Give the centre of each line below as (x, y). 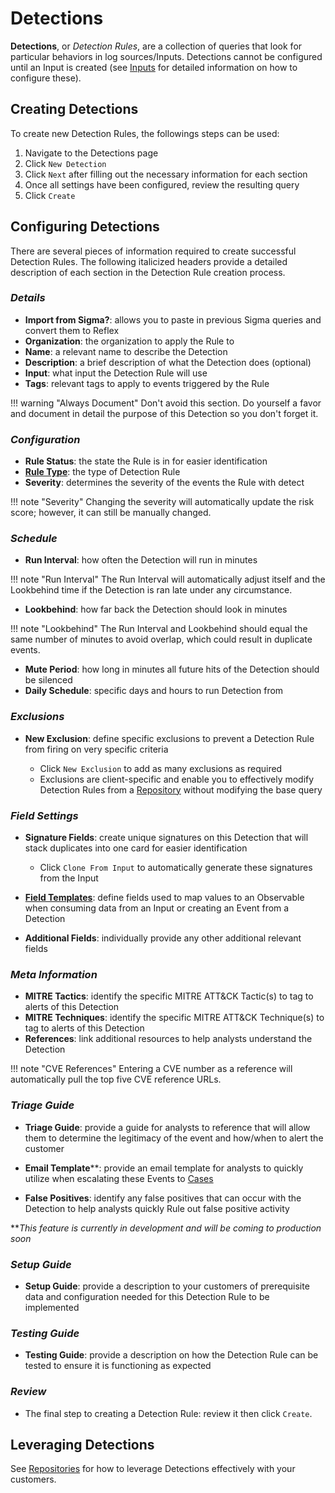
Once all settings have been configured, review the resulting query (162, 184)
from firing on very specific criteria (96, 749)
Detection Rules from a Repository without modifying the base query (181, 789)
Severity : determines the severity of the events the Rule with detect (164, 483)
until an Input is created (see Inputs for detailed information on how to (154, 67)
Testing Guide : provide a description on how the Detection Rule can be (171, 1355)
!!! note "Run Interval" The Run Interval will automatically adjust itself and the (168, 579)
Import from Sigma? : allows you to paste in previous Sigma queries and (173, 319)
